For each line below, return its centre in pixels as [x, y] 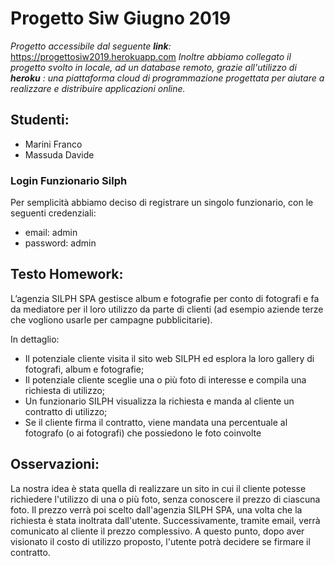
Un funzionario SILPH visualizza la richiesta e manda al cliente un [159, 401]
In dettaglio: [35, 339]
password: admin [60, 243]
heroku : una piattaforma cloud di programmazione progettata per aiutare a [167, 78]
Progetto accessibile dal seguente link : [91, 46]
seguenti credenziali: [53, 213]
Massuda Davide [59, 154]
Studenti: [40, 120]
